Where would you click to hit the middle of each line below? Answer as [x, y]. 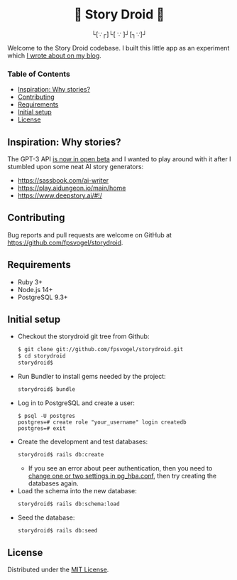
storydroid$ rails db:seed [57, 530]
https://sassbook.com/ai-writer [63, 181]
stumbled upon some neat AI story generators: [76, 167]
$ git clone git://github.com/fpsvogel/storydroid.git [100, 350]
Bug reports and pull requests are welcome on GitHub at [90, 235]
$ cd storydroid [42, 356]
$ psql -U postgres [46, 416]
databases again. [53, 483]
